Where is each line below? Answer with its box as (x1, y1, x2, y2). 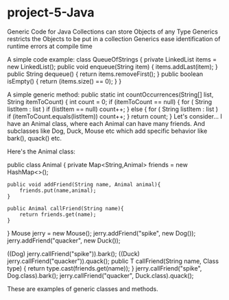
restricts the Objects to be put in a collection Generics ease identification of (7, 34, 221, 42)
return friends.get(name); (19, 211, 97, 218)
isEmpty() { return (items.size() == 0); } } (7, 77, 122, 85)
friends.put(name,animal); (19, 187, 97, 194)
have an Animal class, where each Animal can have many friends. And (7, 119, 206, 127)
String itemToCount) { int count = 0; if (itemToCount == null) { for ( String (7, 97, 213, 105)
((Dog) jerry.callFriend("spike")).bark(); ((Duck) (7, 249, 141, 258)
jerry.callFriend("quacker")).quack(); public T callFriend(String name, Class (7, 257, 219, 265)
